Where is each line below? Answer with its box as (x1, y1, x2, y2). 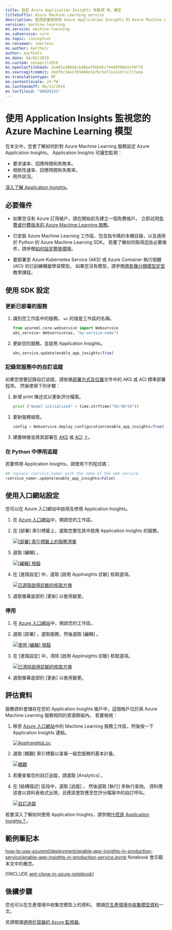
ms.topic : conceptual (5, 36, 52, 42)
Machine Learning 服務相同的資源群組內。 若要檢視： (5, 712, 118, 718)
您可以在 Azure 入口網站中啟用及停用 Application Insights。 (5, 506, 131, 512)
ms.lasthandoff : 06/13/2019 (5, 84, 66, 89)
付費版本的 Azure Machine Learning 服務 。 (21, 222, 113, 228)
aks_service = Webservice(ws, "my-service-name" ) (12, 330, 119, 336)
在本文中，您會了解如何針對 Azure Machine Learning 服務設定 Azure (5, 143, 150, 150)
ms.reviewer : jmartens (5, 41, 54, 46)
